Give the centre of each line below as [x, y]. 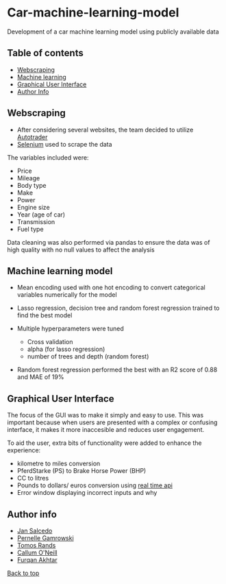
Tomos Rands [36, 545]
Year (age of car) [41, 215]
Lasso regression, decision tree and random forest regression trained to [118, 308]
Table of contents [45, 53]
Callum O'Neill [37, 552]
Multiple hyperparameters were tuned [71, 329]
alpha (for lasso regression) [66, 349]
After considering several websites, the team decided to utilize [105, 130]
